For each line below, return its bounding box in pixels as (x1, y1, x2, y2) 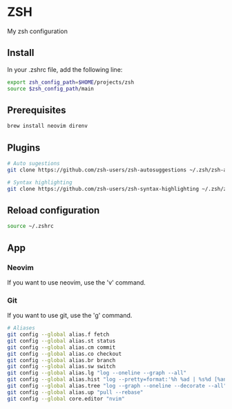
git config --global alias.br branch (7, 356, 116, 363)
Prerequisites (7, 104, 66, 116)
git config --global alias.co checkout (7, 350, 122, 357)
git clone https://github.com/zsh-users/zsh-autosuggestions (7, 167, 187, 173)
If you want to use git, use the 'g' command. (7, 312, 133, 320)
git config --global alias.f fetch (7, 331, 110, 339)
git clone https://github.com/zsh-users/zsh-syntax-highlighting (7, 185, 199, 192)
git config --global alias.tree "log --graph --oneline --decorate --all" (7, 383, 227, 390)
